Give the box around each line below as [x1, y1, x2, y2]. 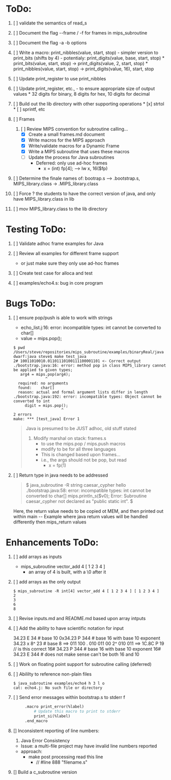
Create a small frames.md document [28, 131, 105, 137]
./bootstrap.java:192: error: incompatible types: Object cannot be [13, 394, 162, 400]
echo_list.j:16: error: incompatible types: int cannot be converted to [20, 324, 161, 331]
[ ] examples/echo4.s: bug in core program [13, 280, 103, 286]
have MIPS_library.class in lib [13, 196, 74, 202]
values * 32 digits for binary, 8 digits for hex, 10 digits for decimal [13, 91, 150, 97]
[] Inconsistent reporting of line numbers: [13, 728, 100, 734]
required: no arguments [18, 381, 68, 386]
